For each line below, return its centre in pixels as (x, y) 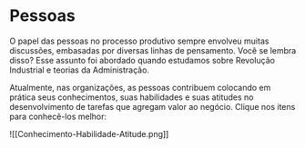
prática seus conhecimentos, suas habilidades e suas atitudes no (132, 97)
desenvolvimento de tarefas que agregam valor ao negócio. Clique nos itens (152, 106)
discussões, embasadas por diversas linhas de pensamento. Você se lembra (153, 50)
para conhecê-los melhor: (58, 116)
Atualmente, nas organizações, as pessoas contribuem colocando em (140, 87)
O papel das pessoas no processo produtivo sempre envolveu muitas (139, 41)
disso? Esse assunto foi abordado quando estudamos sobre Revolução (142, 60)
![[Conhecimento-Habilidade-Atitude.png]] (89, 133)
